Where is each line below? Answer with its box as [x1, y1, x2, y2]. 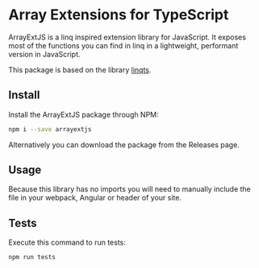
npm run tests [8, 254, 56, 262]
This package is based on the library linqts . [8, 64, 152, 74]
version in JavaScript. [8, 49, 81, 59]
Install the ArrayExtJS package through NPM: [8, 109, 159, 119]
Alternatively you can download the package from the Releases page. [8, 139, 240, 150]
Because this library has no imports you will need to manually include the [8, 184, 252, 194]
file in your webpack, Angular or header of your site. [8, 193, 182, 203]
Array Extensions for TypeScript [8, 6, 229, 24]
